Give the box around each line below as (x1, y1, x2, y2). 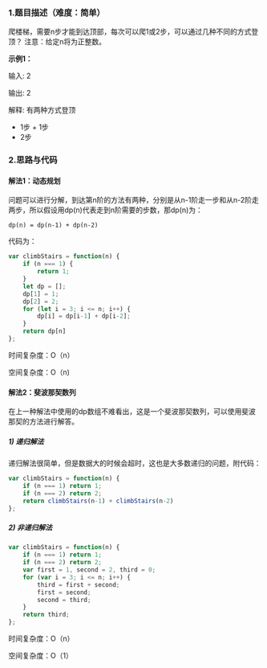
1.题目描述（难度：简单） (8, 6, 106, 18)
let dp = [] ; (22, 282, 67, 290)
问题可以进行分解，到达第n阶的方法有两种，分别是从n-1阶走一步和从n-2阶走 (8, 195, 259, 205)
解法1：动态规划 (8, 175, 62, 186)
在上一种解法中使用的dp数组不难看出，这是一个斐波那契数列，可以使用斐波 (8, 407, 257, 416)
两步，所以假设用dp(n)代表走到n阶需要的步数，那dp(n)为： (8, 205, 203, 215)
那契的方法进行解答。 (8, 416, 79, 427)
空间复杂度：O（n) (8, 367, 71, 377)
